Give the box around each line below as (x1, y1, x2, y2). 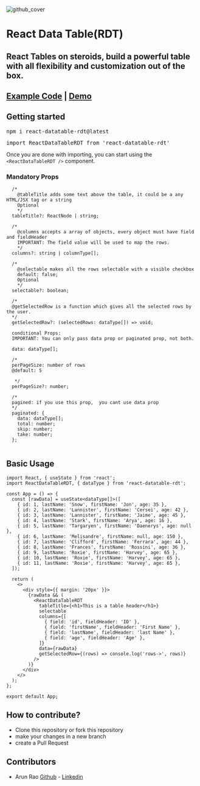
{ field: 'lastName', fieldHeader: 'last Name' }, (44, 629, 175, 636)
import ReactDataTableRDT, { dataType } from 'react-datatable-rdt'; (6, 480, 187, 486)
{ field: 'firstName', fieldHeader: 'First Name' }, (44, 624, 181, 630)
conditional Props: (12, 330, 61, 336)
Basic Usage (6, 459, 55, 469)
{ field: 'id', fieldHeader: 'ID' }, (44, 618, 140, 625)
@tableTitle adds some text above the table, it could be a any (17, 192, 184, 198)
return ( (12, 576, 34, 582)
